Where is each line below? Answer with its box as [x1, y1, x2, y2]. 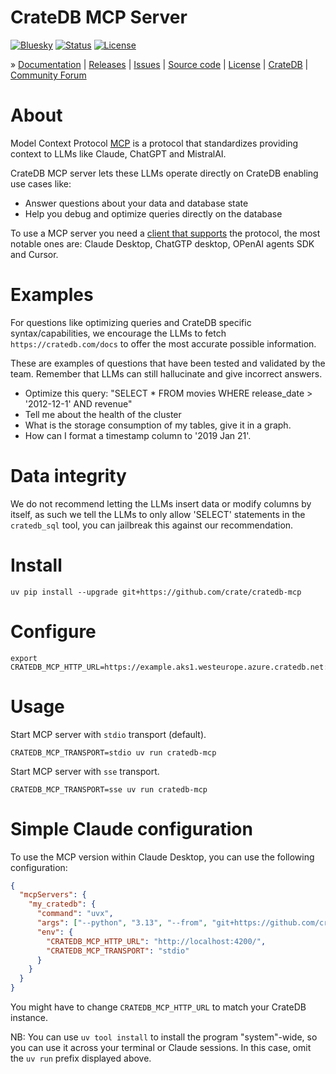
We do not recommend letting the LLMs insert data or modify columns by [10, 497, 312, 510]
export [10, 653, 38, 663]
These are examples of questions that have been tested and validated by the [10, 357, 326, 369]
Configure [10, 620, 97, 643]
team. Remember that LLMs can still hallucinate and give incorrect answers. [10, 367, 323, 380]
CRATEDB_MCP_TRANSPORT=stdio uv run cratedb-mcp [10, 747, 217, 758]
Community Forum [10, 69, 87, 81]
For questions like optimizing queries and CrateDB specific [10, 316, 252, 328]
